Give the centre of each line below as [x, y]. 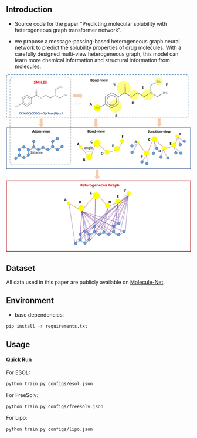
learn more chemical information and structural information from [92, 60]
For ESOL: [18, 372]
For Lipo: [17, 417]
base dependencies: [39, 315]
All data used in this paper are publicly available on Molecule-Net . [86, 282]
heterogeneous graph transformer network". [68, 30]
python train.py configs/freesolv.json [55, 407]
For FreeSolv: [22, 395]
